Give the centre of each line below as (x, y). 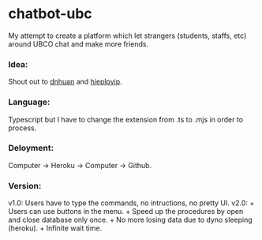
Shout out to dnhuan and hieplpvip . (65, 82)
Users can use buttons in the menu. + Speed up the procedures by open (126, 212)
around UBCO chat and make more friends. (78, 43)
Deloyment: (31, 148)
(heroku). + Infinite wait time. (55, 228)
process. (22, 128)
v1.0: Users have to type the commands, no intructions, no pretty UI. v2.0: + (131, 203)
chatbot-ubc (50, 14)
